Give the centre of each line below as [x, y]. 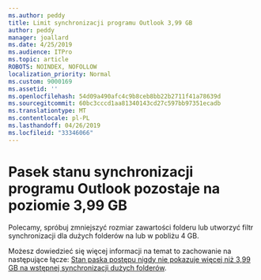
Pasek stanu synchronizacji [101, 172]
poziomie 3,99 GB [68, 205]
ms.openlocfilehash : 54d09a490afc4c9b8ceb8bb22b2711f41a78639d [115, 96]
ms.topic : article [38, 60]
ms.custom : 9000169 [40, 81]
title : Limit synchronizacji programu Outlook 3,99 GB [100, 23]
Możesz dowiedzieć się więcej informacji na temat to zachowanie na [120, 251]
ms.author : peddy [37, 15]
